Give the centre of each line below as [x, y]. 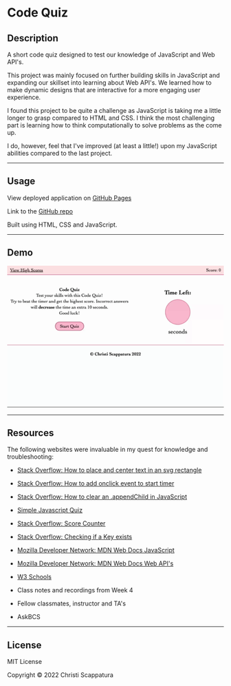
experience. [24, 97]
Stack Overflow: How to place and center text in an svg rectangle [109, 470]
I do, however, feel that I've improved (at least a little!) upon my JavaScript [112, 146]
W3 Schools [34, 577]
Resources [31, 433]
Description [33, 38]
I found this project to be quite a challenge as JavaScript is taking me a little [114, 111]
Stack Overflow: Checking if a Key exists [75, 537]
